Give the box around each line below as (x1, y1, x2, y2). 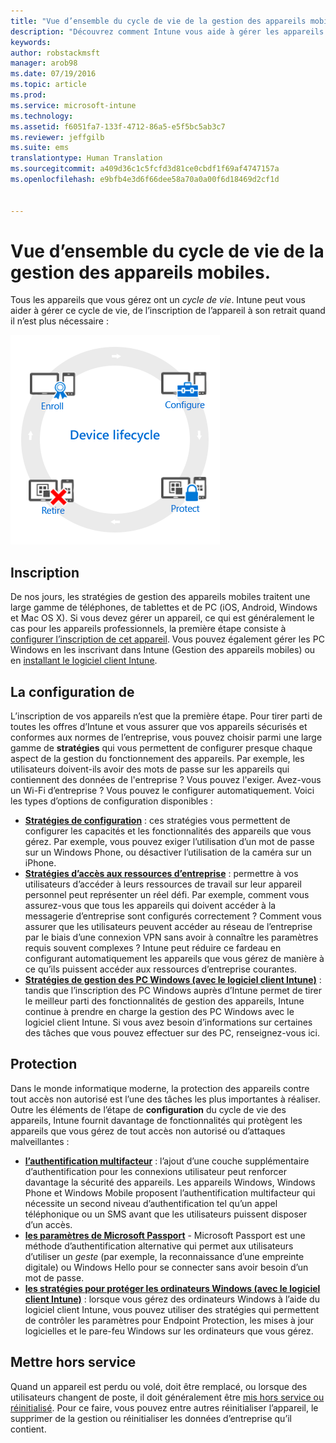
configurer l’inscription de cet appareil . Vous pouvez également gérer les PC (10, 633, 325, 645)
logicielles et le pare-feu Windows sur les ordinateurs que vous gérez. (24, 1325, 314, 1337)
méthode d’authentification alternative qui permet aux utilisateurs (24, 1240, 294, 1252)
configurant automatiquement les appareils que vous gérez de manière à (24, 953, 325, 965)
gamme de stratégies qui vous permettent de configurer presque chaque (10, 742, 313, 754)
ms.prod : (10, 90, 47, 100)
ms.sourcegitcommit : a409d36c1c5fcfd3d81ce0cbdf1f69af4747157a (10, 164, 280, 174)
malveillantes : (10, 1135, 70, 1147)
